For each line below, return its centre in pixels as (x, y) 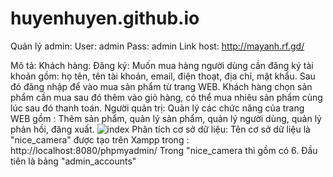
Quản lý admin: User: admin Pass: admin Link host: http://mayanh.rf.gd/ (157, 46)
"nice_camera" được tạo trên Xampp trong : (100, 139)
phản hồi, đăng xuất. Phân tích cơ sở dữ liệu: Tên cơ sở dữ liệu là (160, 129)
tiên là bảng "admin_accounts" (73, 161)
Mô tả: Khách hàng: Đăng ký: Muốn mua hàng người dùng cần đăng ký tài (162, 65)
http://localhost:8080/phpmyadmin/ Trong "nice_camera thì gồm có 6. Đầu (164, 150)
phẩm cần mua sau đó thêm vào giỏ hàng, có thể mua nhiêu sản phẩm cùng (166, 97)
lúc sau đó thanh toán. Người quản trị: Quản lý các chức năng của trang (157, 108)
